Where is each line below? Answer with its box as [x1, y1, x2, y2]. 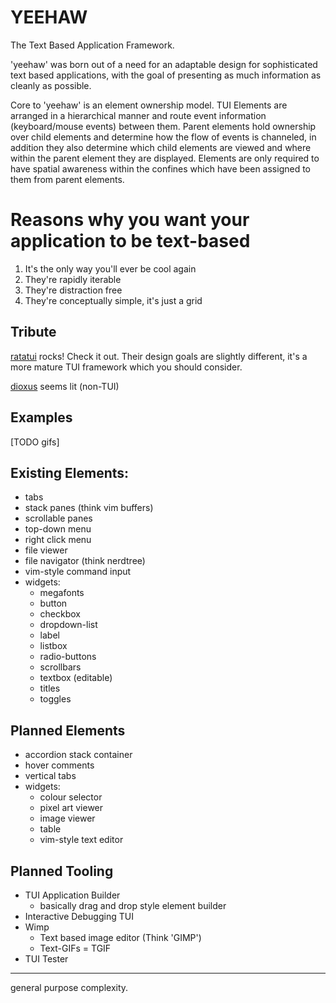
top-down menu [24, 523, 92, 535]
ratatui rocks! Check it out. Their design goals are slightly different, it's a [10, 350, 308, 362]
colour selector [39, 791, 103, 803]
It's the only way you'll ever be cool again [24, 262, 197, 275]
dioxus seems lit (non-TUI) [10, 380, 120, 392]
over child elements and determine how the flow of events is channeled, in [10, 131, 317, 143]
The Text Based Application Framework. [10, 39, 175, 51]
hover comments [24, 759, 95, 771]
